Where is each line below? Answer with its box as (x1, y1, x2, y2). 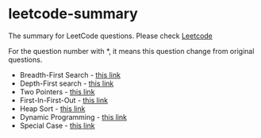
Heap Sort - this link (19, 104, 86, 113)
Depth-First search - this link (19, 79, 114, 88)
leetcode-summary (8, 5, 139, 23)
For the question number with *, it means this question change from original (8, 46, 255, 56)
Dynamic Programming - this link (19, 112, 127, 121)
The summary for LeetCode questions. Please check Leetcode (8, 31, 213, 40)
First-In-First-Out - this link (19, 95, 109, 105)
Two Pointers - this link (19, 86, 95, 96)
